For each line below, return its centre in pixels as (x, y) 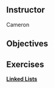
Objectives (27, 44)
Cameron (18, 24)
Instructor (26, 10)
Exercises (25, 64)
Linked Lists (22, 79)
